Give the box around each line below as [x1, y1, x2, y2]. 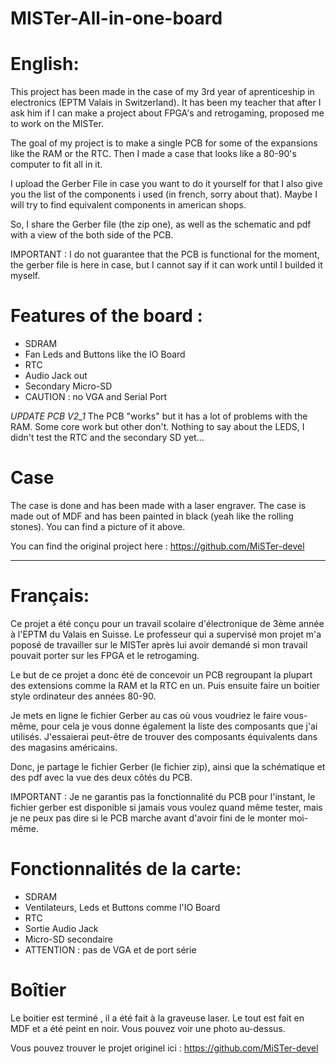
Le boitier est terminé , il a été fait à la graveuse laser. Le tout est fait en [10, 1012, 305, 1024]
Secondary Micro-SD [24, 380, 113, 392]
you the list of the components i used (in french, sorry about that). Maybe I [10, 188, 318, 201]
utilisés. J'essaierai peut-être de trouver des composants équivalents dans [10, 730, 318, 742]
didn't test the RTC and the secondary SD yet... [10, 432, 205, 444]
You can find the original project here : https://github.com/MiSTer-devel [10, 540, 305, 552]
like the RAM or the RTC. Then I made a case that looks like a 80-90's [10, 148, 297, 160]
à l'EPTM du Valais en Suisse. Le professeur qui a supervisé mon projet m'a [10, 628, 322, 640]
